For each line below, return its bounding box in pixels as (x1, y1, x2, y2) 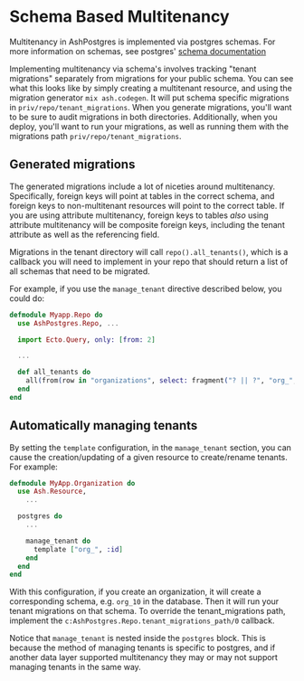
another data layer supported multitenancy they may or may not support (9, 652, 279, 663)
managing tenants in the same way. (9, 662, 142, 673)
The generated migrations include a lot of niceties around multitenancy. (9, 181, 276, 192)
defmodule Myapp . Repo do (9, 310, 103, 319)
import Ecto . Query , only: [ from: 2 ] (17, 335, 156, 345)
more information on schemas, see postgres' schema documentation (9, 45, 267, 56)
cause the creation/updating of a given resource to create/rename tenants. (9, 451, 288, 462)
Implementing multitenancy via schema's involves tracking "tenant (9, 63, 257, 74)
